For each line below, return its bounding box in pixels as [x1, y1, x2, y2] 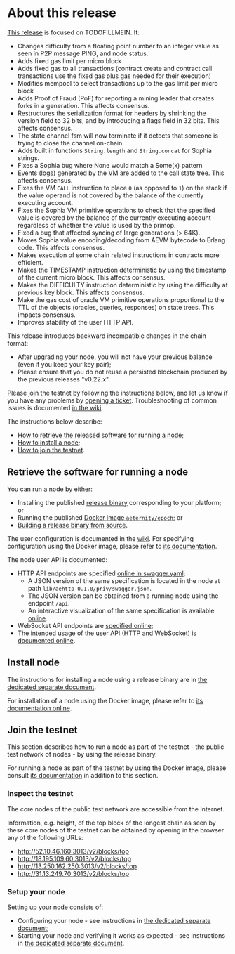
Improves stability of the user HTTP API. [17, 318, 134, 326]
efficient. [17, 258, 43, 266]
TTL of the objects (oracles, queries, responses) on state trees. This [17, 303, 215, 311]
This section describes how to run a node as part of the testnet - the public [7, 743, 224, 751]
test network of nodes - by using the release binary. [7, 750, 158, 759]
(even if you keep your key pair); [17, 360, 112, 368]
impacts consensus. [17, 311, 76, 319]
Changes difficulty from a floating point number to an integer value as [17, 41, 220, 50]
